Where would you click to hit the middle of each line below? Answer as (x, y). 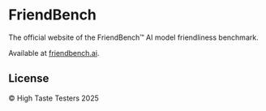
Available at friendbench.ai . (54, 53)
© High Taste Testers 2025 (54, 98)
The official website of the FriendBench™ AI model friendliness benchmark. (133, 37)
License (29, 79)
